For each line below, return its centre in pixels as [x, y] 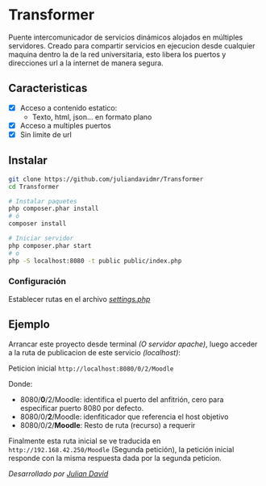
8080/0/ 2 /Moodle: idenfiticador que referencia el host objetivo [124, 417]
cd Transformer [34, 186]
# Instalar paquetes [43, 201]
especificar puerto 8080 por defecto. [82, 408]
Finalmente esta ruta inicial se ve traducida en [85, 441]
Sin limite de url [46, 134]
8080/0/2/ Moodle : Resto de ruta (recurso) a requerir [108, 425]
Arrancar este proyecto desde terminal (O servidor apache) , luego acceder [133, 344]
